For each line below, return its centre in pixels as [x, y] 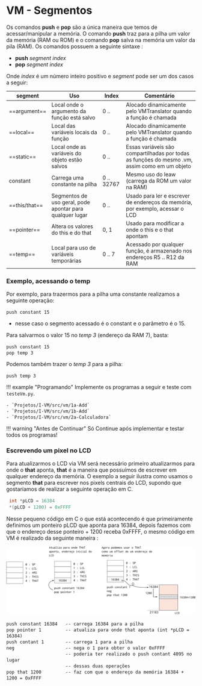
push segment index [40, 58]
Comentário [159, 96]
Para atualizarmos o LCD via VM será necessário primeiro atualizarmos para [101, 464]
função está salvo [73, 117]
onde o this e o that [150, 229]
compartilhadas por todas [158, 154]
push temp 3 [21, 376]
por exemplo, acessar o [155, 208]
